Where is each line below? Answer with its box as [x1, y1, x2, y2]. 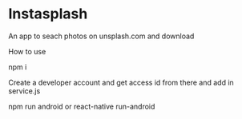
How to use [8, 46, 46, 56]
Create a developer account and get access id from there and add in [8, 77, 234, 87]
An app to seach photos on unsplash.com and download [8, 31, 195, 41]
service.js [8, 85, 41, 96]
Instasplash [8, 5, 88, 23]
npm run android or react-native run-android [8, 101, 155, 111]
